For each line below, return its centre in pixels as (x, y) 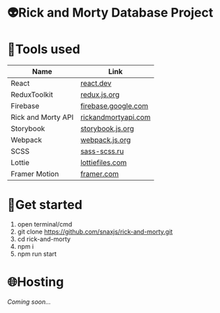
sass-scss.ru (102, 151)
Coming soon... (29, 302)
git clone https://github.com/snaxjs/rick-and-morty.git (95, 232)
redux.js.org (100, 95)
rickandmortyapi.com (115, 117)
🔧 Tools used (44, 49)
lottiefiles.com (103, 162)
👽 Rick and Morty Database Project (110, 13)
